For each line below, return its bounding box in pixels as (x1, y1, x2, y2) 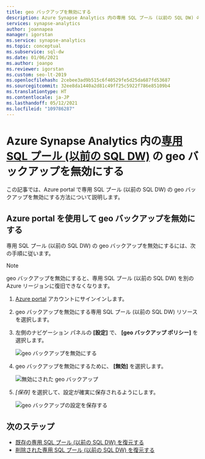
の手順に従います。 (6, 250, 54, 257)
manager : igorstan (6, 32, 53, 38)
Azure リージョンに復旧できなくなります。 (6, 282, 113, 289)
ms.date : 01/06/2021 (6, 54, 59, 61)
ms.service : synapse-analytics (6, 37, 86, 43)
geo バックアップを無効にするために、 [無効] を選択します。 (15, 362, 167, 370)
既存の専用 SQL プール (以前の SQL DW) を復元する (15, 439, 145, 446)
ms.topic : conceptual (6, 43, 62, 50)
